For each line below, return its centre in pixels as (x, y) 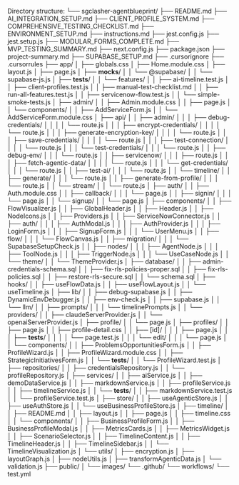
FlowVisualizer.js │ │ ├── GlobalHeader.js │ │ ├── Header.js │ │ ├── (111, 208)
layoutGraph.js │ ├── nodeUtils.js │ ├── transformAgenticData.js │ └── (115, 459)
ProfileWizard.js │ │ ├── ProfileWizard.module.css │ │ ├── (95, 352)
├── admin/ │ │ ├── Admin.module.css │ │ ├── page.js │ (145, 102)
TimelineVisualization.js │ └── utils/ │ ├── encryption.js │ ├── (101, 451)
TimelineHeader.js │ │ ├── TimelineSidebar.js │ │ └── (88, 444)
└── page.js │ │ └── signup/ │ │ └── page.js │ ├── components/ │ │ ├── (119, 201)
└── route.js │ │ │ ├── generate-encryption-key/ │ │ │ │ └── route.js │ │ (117, 132)
